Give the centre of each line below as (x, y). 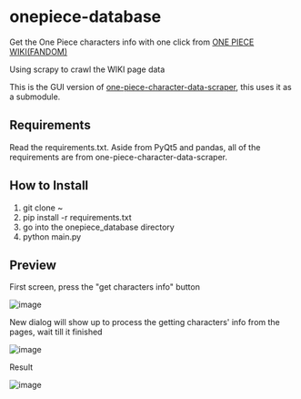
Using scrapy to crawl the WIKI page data (87, 69)
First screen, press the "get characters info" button (105, 287)
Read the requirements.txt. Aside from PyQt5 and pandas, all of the (135, 147)
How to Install (49, 185)
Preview (33, 265)
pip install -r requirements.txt (77, 217)
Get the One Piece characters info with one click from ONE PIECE (132, 42)
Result (21, 367)
